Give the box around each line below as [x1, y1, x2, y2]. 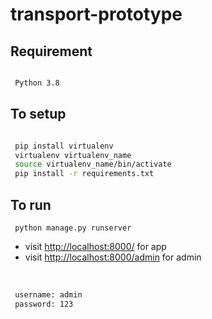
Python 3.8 [14, 78, 60, 88]
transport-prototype [10, 3, 183, 26]
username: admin [14, 290, 83, 300]
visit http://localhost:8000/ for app [24, 241, 167, 252]
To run [10, 196, 52, 213]
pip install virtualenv [14, 141, 114, 151]
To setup [10, 106, 67, 123]
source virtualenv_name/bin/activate [14, 159, 172, 170]
